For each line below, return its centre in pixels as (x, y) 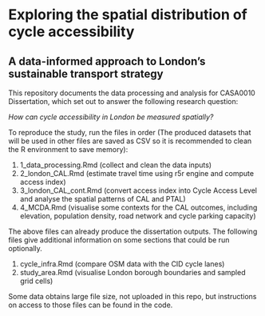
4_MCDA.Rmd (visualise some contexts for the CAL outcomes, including (138, 207)
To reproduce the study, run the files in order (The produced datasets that (130, 132)
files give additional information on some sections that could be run (119, 240)
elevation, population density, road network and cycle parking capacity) (138, 216)
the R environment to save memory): (68, 149)
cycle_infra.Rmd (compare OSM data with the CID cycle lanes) (122, 264)
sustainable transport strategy (86, 74)
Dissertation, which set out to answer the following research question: (123, 101)
